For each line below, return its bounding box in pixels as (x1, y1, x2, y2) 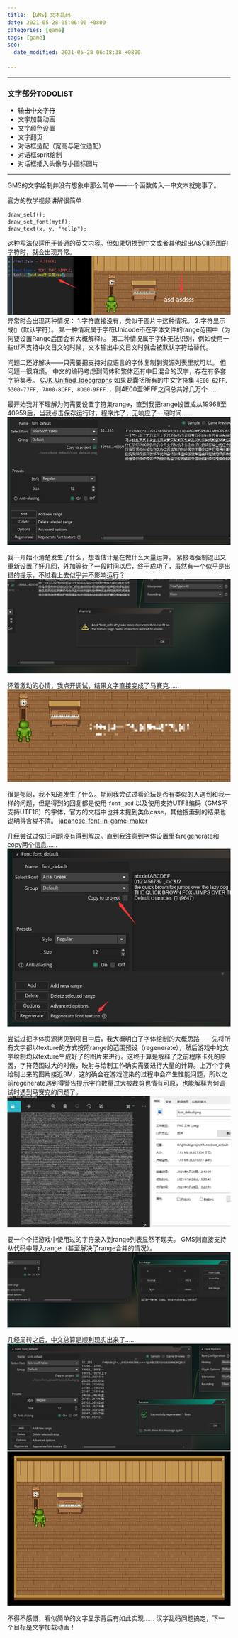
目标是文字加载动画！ (13, 1623, 76, 1632)
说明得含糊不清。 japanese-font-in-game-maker (7, 817, 148, 825)
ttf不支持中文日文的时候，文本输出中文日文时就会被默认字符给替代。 (13, 343, 212, 351)
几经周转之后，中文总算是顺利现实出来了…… (7, 1335, 137, 1343)
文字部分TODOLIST (7, 89, 74, 99)
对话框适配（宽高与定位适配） (17, 142, 105, 151)
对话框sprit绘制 (17, 151, 62, 159)
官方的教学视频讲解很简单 (7, 196, 82, 205)
